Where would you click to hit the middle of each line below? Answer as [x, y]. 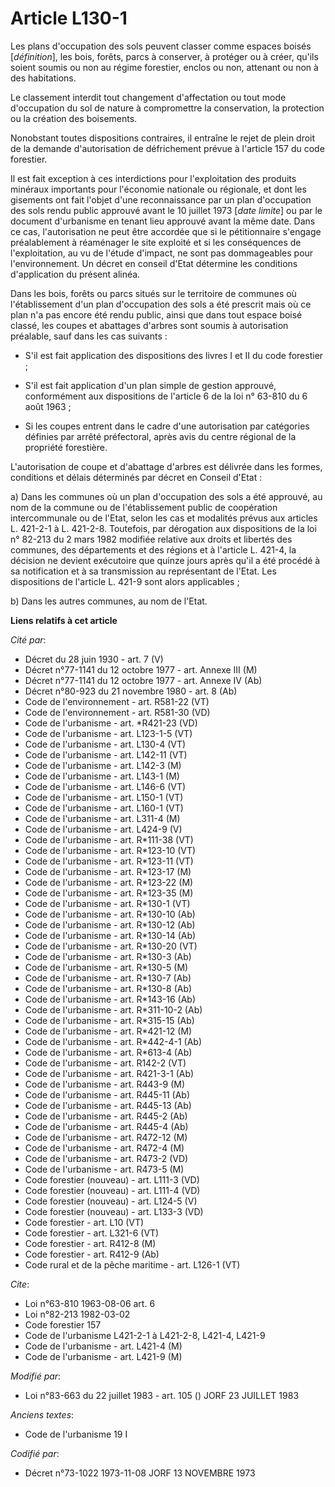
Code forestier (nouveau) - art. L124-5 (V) [111, 1201]
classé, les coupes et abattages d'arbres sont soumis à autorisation [149, 325]
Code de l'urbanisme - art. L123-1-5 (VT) [108, 733]
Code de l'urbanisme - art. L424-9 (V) [103, 829]
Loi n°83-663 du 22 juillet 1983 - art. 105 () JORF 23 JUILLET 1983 [162, 1395]
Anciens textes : [42, 1414]
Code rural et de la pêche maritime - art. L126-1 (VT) [132, 1264]
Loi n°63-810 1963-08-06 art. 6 [90, 1303]
